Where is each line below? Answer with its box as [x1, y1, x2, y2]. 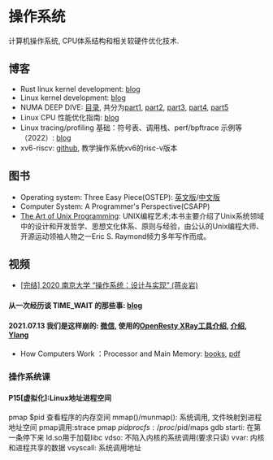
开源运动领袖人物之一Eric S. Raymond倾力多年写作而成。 [19, 231, 211, 241]
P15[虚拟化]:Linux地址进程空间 [8, 393, 112, 402]
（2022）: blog [19, 132, 71, 142]
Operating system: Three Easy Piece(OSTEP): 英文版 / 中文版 [19, 192, 221, 202]
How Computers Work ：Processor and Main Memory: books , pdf [19, 349, 241, 358]
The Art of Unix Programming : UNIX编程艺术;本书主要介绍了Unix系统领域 [19, 210, 265, 220]
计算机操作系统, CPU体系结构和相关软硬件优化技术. [8, 36, 180, 46]
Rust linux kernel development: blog [19, 84, 141, 93]
